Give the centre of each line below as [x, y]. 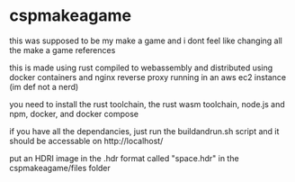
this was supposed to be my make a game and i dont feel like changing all [146, 41]
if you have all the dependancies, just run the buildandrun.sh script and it [144, 131]
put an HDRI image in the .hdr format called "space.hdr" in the [125, 158]
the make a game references [63, 50]
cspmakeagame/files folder [60, 168]
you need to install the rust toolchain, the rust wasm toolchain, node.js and [147, 104]
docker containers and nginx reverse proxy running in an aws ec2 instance [147, 77]
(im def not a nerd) [44, 86]
